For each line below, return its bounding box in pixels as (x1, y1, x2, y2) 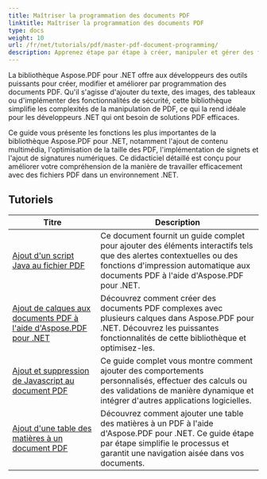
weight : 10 (8, 33, 44, 42)
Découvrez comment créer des (100, 292, 217, 303)
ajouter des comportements (100, 365, 204, 376)
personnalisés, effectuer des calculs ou (100, 375, 248, 386)
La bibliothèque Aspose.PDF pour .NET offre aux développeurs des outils (8, 71, 248, 79)
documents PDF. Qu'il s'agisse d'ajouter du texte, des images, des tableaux (8, 87, 256, 96)
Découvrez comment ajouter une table (100, 408, 244, 419)
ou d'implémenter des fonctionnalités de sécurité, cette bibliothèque (8, 96, 232, 105)
